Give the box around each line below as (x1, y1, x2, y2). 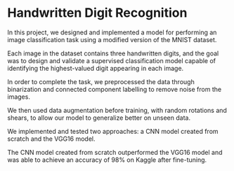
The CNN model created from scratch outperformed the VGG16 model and (7, 148, 223, 156)
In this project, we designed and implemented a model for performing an (7, 28, 217, 36)
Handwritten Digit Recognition (7, 5, 188, 21)
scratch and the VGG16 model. (7, 135, 96, 143)
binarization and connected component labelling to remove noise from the (7, 85, 222, 93)
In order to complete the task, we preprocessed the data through (7, 77, 195, 85)
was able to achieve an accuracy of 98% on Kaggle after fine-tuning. (7, 156, 207, 164)
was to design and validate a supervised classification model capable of (7, 56, 216, 64)
